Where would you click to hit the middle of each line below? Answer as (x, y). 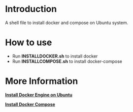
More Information (42, 81)
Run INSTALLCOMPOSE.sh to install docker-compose (67, 61)
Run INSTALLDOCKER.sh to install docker (55, 56)
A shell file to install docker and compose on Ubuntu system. (67, 23)
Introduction (31, 9)
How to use (29, 42)
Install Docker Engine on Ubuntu (39, 95)
